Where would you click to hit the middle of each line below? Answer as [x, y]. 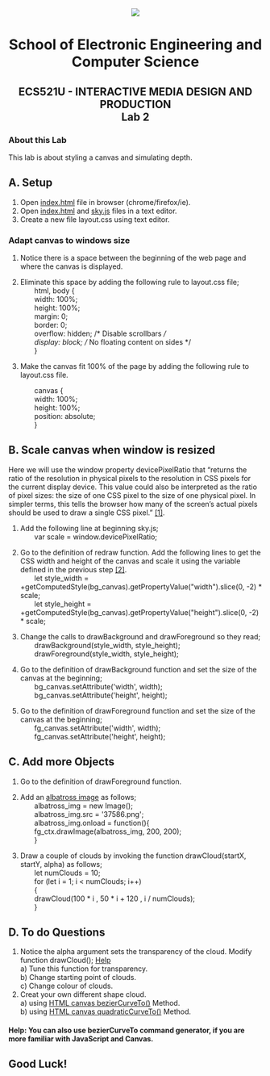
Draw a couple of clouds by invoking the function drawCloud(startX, [133, 856]
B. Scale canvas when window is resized [112, 450]
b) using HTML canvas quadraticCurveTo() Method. [106, 1011]
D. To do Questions [57, 932]
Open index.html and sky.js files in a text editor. [98, 211]
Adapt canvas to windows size [69, 240]
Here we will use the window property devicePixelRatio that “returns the [128, 469]
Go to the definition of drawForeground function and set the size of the [137, 710]
